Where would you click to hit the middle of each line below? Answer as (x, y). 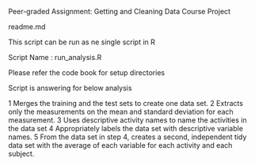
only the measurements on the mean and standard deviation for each (121, 111)
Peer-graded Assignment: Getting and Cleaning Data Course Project (120, 11)
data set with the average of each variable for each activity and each (120, 145)
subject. (21, 154)
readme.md (27, 26)
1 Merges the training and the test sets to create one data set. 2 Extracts (126, 103)
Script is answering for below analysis (70, 88)
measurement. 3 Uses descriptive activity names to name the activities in (127, 120)
